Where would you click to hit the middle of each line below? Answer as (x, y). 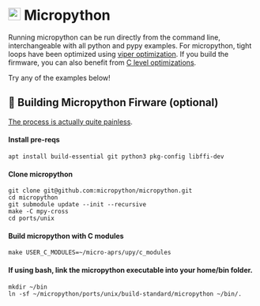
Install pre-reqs (34, 140)
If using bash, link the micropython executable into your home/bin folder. (130, 270)
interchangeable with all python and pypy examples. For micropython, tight (130, 45)
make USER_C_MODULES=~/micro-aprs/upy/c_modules (90, 253)
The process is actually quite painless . (70, 122)
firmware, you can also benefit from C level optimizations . (102, 62)
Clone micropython (41, 174)
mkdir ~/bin (28, 287)
